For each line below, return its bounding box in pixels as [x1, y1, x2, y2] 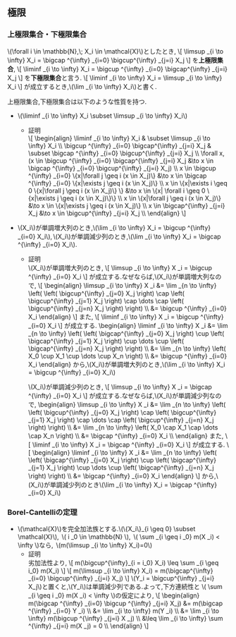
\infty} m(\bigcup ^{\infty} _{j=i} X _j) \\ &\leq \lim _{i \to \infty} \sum [27, 614, 223, 622]
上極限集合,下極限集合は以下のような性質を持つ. [7, 97, 147, 106]
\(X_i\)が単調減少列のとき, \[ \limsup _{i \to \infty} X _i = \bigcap [27, 382, 213, 391]
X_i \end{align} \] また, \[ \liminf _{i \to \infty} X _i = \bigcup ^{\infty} [27, 313, 224, 321]
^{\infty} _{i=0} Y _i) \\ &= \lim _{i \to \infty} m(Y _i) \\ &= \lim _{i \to [27, 606, 220, 615]
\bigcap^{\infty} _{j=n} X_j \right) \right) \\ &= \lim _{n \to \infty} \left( [27, 344, 227, 353]
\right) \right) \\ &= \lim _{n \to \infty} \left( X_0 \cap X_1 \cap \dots [27, 423, 218, 432]
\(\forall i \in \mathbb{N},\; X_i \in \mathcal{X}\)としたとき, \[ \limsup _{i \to [7, 47, 224, 55]
